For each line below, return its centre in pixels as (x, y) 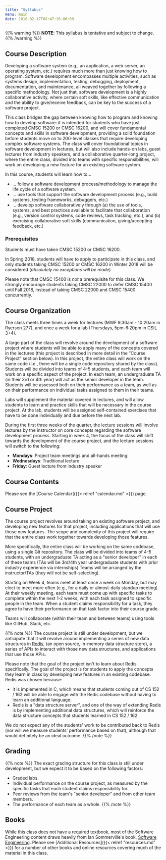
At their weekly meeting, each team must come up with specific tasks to (79, 593)
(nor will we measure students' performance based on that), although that (81, 730)
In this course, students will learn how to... (48, 174)
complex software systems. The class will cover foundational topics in (77, 144)
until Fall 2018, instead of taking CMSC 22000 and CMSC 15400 (70, 290)
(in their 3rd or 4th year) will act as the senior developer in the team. (75, 380)
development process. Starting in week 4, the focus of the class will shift (79, 436)
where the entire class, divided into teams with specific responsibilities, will (82, 159)
